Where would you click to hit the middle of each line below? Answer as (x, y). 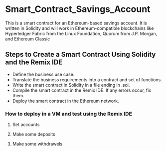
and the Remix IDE (34, 63)
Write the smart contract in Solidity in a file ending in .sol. (71, 85)
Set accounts (26, 125)
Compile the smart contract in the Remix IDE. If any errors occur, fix (82, 90)
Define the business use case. (43, 74)
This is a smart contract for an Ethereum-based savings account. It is (76, 23)
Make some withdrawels (37, 144)
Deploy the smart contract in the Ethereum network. (66, 101)
